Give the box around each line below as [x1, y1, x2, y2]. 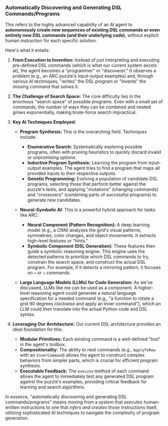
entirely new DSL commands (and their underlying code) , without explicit [5, 32, 159, 39]
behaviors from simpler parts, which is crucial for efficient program [19, 357, 158, 363]
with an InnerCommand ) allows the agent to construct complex [19, 352, 145, 358]
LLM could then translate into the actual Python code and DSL [19, 306, 148, 312]
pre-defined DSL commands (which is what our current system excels [12, 62, 157, 69]
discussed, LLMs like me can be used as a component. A [19, 285, 137, 291]
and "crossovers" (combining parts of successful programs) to [27, 192, 156, 198]
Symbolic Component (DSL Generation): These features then [27, 243, 155, 249]
